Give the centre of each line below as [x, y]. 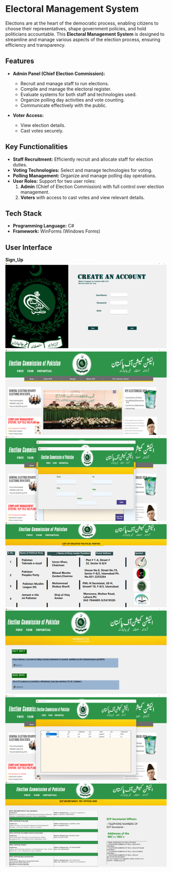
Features [20, 61]
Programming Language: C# [43, 226]
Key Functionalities [37, 147]
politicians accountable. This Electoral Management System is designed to [85, 34]
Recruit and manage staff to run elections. [64, 83]
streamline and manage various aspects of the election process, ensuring [83, 40]
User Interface [29, 247]
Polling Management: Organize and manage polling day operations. [84, 176]
